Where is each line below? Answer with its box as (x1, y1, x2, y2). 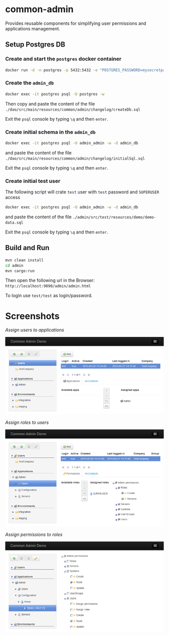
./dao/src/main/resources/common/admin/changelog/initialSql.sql (5, 156, 145, 161)
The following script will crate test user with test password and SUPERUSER (5, 189, 159, 195)
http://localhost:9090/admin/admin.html (5, 284, 92, 289)
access (5, 194, 20, 201)
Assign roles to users (5, 419, 49, 425)
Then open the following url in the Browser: (5, 277, 95, 283)
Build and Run (5, 243, 49, 252)
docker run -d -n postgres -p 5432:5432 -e (5, 67, 98, 73)
